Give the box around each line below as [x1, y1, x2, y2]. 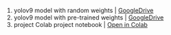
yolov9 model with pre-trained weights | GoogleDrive [13, 13, 164, 22]
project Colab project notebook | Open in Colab [13, 21, 148, 28]
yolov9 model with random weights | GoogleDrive [13, 7, 154, 14]
